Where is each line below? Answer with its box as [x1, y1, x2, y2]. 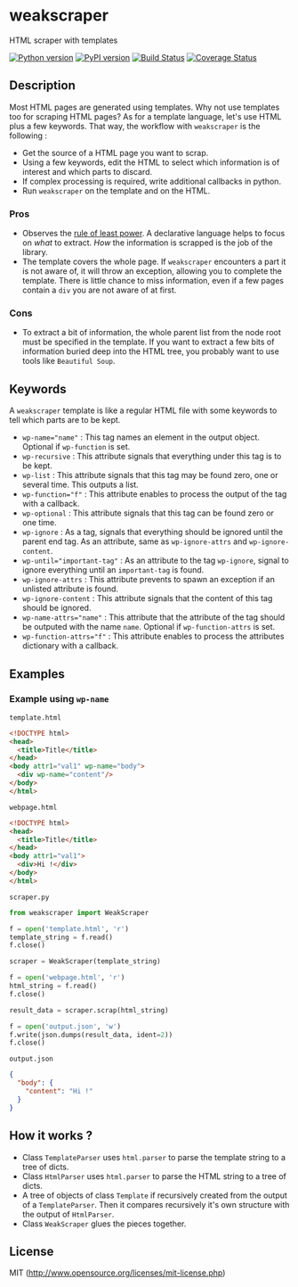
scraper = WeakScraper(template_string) [9, 957, 162, 966]
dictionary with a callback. [21, 640, 119, 651]
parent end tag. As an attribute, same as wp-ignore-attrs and [21, 536, 247, 547]
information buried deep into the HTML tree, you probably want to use [21, 346, 280, 357]
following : [9, 130, 47, 141]
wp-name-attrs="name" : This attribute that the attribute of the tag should [21, 612, 286, 623]
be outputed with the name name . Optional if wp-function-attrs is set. [21, 622, 276, 632]
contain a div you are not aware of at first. [21, 285, 177, 295]
